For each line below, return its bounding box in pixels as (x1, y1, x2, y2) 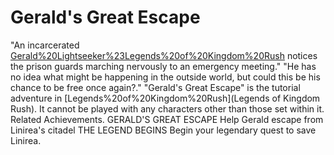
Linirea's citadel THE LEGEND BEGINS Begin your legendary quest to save (10, 124, 317, 136)
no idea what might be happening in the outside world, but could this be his (10, 71, 321, 83)
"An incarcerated (10, 39, 80, 51)
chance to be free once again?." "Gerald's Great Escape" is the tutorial (10, 81, 301, 93)
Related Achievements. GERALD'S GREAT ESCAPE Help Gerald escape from (10, 113, 324, 125)
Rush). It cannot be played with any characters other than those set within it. (10, 102, 325, 115)
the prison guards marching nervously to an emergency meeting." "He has (10, 60, 317, 72)
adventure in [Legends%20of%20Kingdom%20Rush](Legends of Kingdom (10, 92, 321, 104)
